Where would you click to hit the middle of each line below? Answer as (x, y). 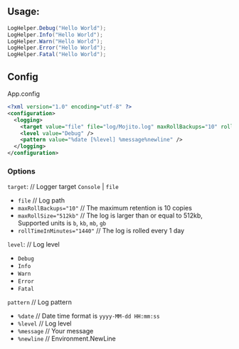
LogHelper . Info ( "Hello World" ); (55, 35)
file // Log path (41, 200)
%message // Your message (55, 331)
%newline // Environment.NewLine (67, 339)
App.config (24, 94)
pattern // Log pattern (40, 302)
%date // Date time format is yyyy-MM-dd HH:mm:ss (89, 316)
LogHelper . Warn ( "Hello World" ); (55, 41)
